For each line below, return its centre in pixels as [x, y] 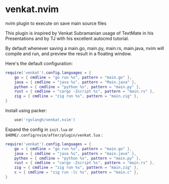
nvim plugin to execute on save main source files [56, 23]
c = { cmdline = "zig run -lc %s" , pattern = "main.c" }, [76, 172]
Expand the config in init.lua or [39, 129]
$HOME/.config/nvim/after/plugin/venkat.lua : [54, 134]
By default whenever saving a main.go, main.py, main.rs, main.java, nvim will [85, 48]
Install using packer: [26, 111]
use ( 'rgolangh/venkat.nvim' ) [45, 120]
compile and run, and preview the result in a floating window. [69, 54]
